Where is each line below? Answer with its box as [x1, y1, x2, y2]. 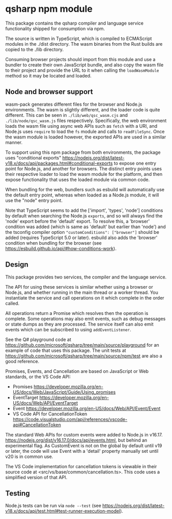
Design [5, 260, 29, 269]
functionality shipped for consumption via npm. [5, 25, 105, 31]
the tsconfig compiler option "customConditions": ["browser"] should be [5, 229, 160, 235]
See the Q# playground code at [5, 336, 72, 343]
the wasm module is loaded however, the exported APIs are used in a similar [5, 134, 166, 140]
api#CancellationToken [12, 422, 61, 428]
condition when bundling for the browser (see [5, 239, 102, 246]
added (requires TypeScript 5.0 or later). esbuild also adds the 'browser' [5, 234, 158, 241]
